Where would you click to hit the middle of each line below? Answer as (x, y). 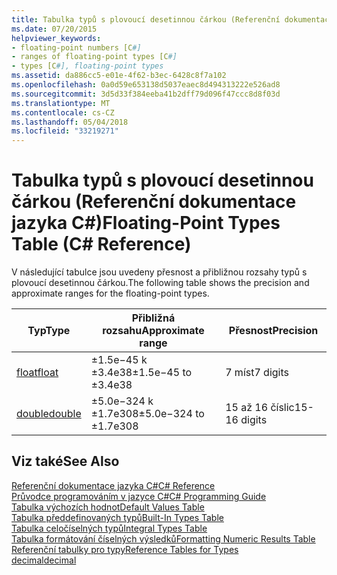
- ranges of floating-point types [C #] (94, 57)
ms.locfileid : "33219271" (65, 131)
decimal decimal (44, 560)
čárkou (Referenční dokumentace (154, 202)
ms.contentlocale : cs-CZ (63, 112)
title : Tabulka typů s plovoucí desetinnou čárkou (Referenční (146, 19)
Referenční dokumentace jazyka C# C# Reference (113, 485)
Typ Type (49, 331)
